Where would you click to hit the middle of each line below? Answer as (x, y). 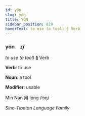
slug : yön (16, 15)
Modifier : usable (23, 88)
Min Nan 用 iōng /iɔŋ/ (27, 98)
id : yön (13, 10)
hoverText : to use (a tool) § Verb (43, 29)
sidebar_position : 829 (29, 24)
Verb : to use (18, 68)
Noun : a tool (18, 77)
